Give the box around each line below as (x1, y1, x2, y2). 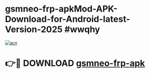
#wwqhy (64, 24, 100, 35)
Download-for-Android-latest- (5, 14, 130, 25)
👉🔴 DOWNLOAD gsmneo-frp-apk (5, 58, 145, 69)
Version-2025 (5, 24, 63, 35)
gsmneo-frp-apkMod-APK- (5, 3, 118, 15)
